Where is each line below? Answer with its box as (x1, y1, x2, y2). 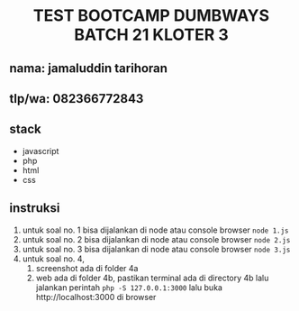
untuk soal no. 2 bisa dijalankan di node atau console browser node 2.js (22, 233, 291, 244)
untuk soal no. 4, (22, 253, 86, 264)
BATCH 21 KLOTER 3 (74, 24, 229, 45)
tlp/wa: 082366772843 (9, 91, 144, 106)
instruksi (9, 200, 60, 216)
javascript (22, 145, 59, 156)
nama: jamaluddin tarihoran (9, 60, 168, 76)
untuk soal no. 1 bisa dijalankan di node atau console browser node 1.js (22, 224, 290, 235)
